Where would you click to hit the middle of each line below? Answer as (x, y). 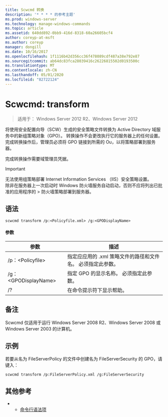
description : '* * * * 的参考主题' (40, 14)
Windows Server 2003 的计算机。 (40, 328)
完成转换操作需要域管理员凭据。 (38, 158)
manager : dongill (23, 47)
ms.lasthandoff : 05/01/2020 (34, 75)
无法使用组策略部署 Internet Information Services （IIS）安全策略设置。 (78, 179)
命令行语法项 (33, 409)
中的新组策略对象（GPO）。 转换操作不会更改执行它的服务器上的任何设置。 (86, 135)
